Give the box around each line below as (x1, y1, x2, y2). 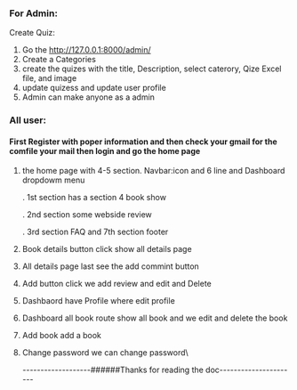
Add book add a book (21, 330, 102, 341)
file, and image (21, 73, 77, 84)
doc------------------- (205, 364, 288, 376)
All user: (9, 114, 47, 126)
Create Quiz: (9, 28, 56, 38)
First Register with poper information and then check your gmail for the (9, 136, 277, 147)
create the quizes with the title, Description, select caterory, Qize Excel (21, 63, 282, 74)
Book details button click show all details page (21, 244, 193, 255)
